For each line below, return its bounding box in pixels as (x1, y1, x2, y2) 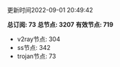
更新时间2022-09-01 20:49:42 (7, 6, 94, 14)
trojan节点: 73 (16, 52, 56, 60)
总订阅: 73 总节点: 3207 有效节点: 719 (7, 21, 114, 29)
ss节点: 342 (16, 44, 51, 51)
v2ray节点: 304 (16, 35, 60, 43)
